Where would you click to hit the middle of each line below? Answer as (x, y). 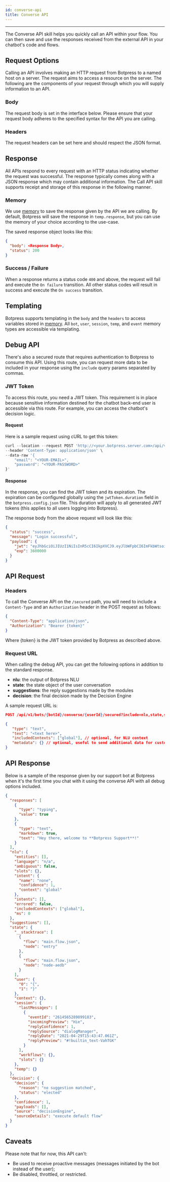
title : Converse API (27, 15)
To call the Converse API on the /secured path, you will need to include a (81, 602)
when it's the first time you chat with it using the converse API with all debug (85, 781)
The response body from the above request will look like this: (69, 518)
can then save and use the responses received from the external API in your (84, 39)
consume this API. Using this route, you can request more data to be (76, 363)
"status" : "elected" (40, 1093)
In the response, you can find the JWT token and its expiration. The (75, 492)
